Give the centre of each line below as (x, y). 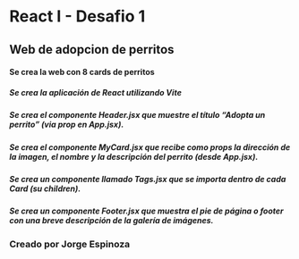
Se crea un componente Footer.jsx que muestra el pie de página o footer (146, 211)
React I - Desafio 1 (77, 17)
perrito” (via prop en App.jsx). (67, 125)
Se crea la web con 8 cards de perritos (82, 72)
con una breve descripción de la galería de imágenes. (111, 221)
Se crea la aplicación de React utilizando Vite (95, 92)
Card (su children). (45, 188)
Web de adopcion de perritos (92, 50)
